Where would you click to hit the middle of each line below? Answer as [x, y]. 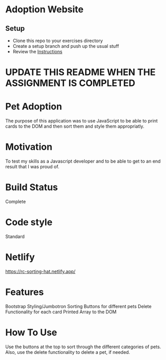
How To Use [31, 332]
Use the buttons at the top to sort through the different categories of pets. [83, 347]
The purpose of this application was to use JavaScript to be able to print [81, 121]
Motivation [29, 147]
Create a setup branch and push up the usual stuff [66, 46]
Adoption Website [44, 9]
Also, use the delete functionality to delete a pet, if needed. [68, 352]
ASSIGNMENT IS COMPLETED [70, 83]
